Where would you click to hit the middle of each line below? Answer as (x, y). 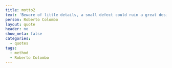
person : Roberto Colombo (32, 19)
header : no (17, 29)
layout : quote (20, 24)
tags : (11, 48)
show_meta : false (24, 34)
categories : (18, 39)
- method (19, 53)
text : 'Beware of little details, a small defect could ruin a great (81, 15)
